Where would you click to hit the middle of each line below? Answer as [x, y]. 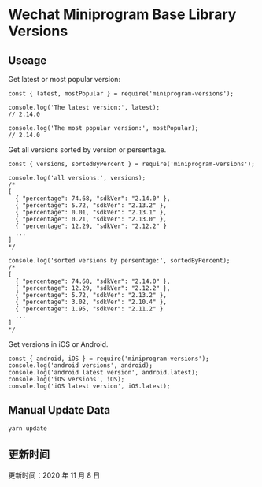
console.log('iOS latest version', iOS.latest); [89, 386]
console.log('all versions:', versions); [77, 178]
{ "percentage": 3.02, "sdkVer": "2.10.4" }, [91, 302]
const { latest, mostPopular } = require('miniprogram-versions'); [121, 94]
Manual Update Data [59, 410]
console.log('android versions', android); [81, 366]
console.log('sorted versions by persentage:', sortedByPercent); [119, 261]
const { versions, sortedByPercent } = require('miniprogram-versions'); [132, 164]
